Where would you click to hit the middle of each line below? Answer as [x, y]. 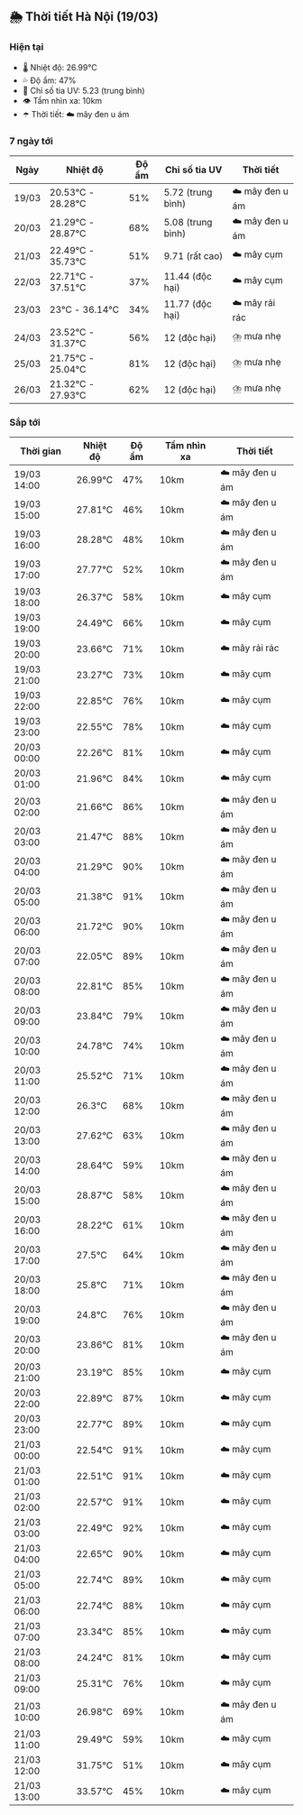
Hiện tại [27, 47]
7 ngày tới [32, 141]
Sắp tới [25, 422]
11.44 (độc [188, 276]
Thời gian [40, 451]
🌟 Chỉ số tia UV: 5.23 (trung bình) [84, 90]
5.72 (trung [188, 192]
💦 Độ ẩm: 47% [49, 80]
